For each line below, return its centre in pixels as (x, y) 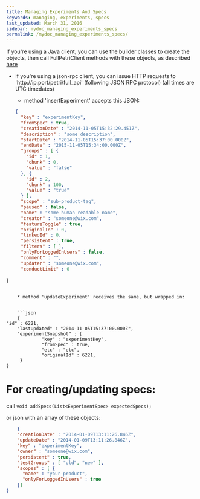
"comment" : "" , (41, 257)
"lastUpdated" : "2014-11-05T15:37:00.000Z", (76, 329)
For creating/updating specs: (81, 389)
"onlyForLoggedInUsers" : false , (63, 252)
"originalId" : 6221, (69, 355)
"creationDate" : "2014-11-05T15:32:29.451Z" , (80, 128)
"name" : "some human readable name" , (69, 213)
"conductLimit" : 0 (45, 269)
